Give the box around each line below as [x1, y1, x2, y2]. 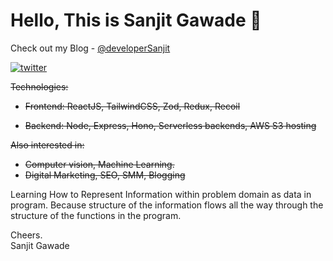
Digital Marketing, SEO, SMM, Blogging [24, 169, 186, 181]
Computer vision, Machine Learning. [24, 158, 175, 170]
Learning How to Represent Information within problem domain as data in [10, 188, 312, 200]
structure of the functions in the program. [10, 209, 182, 221]
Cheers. [10, 229, 43, 241]
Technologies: [10, 80, 69, 93]
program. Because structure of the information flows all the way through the [10, 199, 324, 211]
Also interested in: [10, 139, 85, 151]
